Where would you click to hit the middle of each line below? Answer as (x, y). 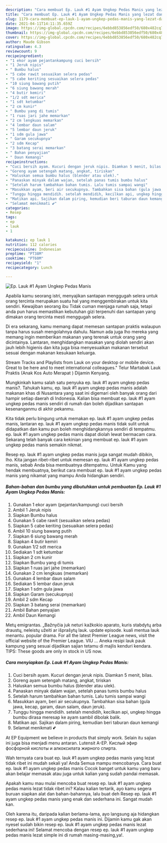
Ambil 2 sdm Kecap (33, 599)
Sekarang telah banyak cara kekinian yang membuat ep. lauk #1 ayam (77, 439)
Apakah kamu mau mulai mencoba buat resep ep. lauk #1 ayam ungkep (78, 783)
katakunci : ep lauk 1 (28, 240)
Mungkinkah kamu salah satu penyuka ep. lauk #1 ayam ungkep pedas (78, 382)
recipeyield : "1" (24, 263)
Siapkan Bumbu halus (35, 515)
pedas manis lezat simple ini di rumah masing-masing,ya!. (65, 835)
